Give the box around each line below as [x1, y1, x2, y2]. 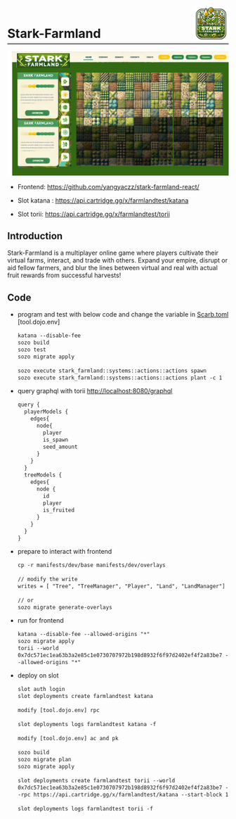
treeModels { [24, 471, 63, 479]
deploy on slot [17, 671, 59, 680]
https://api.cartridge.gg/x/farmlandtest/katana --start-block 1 [33, 792, 229, 799]
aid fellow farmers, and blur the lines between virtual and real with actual [7, 264, 218, 272]
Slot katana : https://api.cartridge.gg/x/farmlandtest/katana [17, 196, 189, 205]
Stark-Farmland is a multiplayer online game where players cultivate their [7, 248, 219, 258]
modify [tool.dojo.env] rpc [17, 707, 100, 714]
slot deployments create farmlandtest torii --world [17, 777, 176, 785]
